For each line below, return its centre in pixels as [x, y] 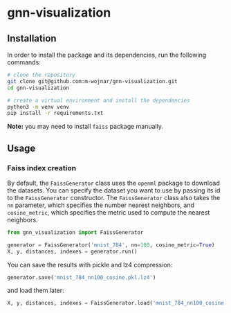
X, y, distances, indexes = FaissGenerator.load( [80, 303]
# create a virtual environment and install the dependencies [99, 100]
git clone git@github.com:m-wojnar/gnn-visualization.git [92, 81]
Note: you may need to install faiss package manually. [85, 127]
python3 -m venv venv [38, 107]
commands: [24, 62]
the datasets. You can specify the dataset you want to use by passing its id [114, 190]
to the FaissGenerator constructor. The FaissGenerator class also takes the [114, 197]
